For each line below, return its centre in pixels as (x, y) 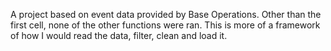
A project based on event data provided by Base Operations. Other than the (166, 14)
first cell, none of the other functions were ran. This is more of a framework (165, 25)
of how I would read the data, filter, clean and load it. (119, 35)
